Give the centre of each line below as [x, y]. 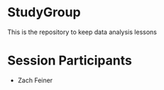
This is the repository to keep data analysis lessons [82, 32]
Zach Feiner [35, 80]
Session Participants [70, 61]
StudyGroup [44, 12]
